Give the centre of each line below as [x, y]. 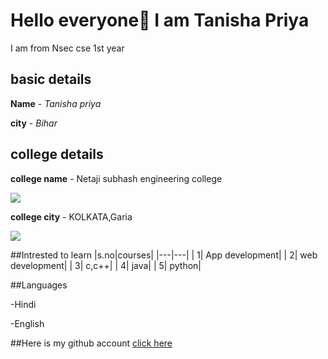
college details [57, 154]
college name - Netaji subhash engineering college [116, 178]
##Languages [39, 285]
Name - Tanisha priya [56, 103]
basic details [51, 79]
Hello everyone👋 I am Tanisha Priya [160, 20]
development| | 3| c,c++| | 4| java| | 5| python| [106, 265]
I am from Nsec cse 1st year [67, 48]
